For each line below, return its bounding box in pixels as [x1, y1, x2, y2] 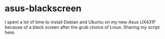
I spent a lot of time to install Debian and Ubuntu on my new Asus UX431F [4, 19, 156, 25]
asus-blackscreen [4, 3, 82, 14]
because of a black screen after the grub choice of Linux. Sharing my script [4, 24, 160, 30]
